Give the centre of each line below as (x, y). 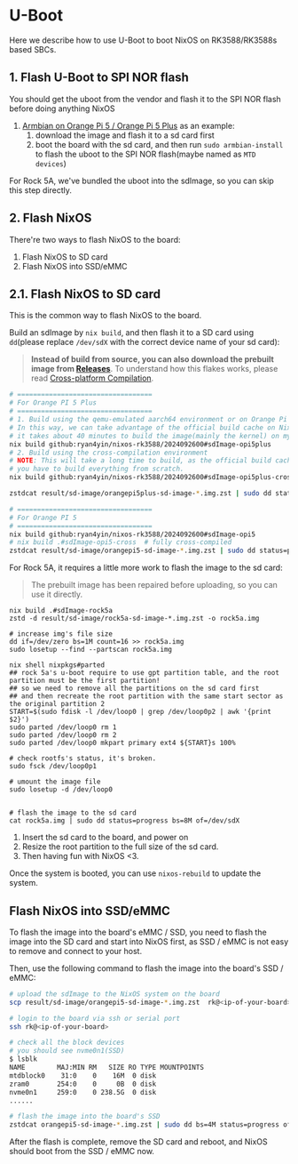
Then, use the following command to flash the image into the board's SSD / (146, 968)
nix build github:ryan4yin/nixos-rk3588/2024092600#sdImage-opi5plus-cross (152, 478)
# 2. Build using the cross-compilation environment (109, 453)
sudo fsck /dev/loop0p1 (53, 767)
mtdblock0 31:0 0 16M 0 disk (83, 1076)
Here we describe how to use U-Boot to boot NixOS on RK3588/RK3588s (143, 40)
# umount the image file (55, 782)
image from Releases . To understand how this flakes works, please (154, 369)
